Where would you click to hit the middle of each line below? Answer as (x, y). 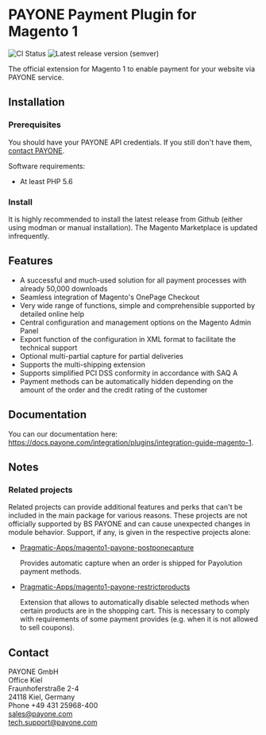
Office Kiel (25, 680)
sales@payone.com (40, 714)
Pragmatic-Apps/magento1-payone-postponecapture (107, 548)
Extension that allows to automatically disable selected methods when (134, 602)
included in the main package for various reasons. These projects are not (128, 516)
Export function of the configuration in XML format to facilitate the (128, 339)
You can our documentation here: (63, 433)
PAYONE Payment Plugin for (102, 15)
